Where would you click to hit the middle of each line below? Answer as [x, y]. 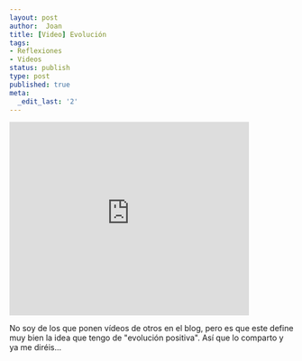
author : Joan [36, 26]
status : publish [40, 68]
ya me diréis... [36, 347]
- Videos [26, 59]
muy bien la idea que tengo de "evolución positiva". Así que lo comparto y [146, 338]
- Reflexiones [36, 51]
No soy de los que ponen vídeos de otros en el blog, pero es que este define [151, 329]
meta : [19, 93]
